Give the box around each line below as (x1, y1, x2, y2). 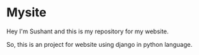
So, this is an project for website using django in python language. (6, 40, 193, 48)
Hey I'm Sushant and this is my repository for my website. (6, 27, 169, 35)
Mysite (6, 5, 47, 20)
